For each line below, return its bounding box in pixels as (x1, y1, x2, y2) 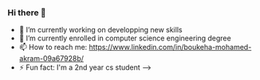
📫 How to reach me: (18, 43, 88, 52)
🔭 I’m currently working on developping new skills (18, 25, 183, 35)
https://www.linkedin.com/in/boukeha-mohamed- (89, 43, 252, 52)
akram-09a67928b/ (18, 54, 85, 63)
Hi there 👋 (7, 7, 47, 18)
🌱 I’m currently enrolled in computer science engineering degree (18, 33, 232, 43)
